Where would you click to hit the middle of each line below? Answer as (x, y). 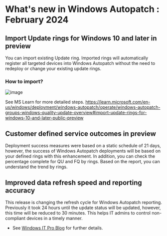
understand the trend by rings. (36, 167)
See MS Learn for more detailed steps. (45, 102)
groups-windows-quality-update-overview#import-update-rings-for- (76, 113)
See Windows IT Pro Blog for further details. (58, 228)
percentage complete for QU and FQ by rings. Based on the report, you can (83, 162)
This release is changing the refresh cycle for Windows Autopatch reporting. (83, 202)
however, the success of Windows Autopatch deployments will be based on (83, 151)
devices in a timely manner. (55, 218)
